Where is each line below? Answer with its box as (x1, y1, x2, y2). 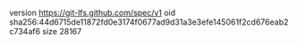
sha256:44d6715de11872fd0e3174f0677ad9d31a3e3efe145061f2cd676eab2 (9, 17, 289, 27)
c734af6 (9, 26, 41, 36)
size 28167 (42, 26, 82, 36)
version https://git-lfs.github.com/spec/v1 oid (9, 8, 176, 18)
